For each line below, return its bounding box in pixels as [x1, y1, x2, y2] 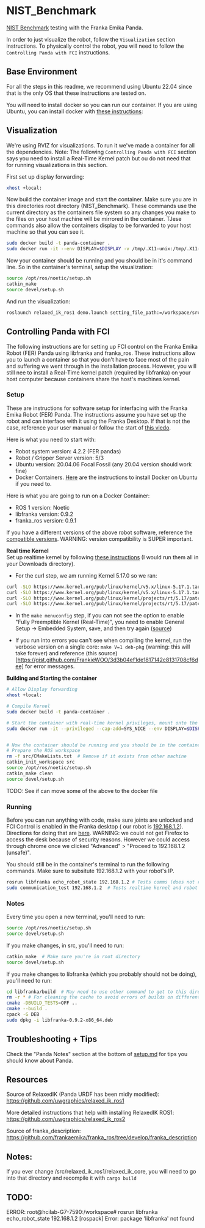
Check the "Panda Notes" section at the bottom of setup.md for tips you [6, 1050, 188, 1057]
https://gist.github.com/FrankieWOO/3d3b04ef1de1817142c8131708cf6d [17, 656, 198, 664]
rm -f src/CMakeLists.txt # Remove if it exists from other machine [6, 753, 187, 759]
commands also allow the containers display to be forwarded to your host [6, 221, 191, 229]
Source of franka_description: [6, 1127, 81, 1135]
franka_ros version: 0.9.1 [15, 516, 77, 524]
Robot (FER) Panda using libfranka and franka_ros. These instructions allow [6, 349, 196, 357]
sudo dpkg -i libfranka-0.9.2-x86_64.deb [6, 1017, 113, 1023]
